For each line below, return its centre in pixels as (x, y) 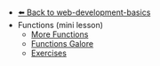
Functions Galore (62, 44)
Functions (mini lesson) (60, 25)
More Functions (60, 34)
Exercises (48, 53)
